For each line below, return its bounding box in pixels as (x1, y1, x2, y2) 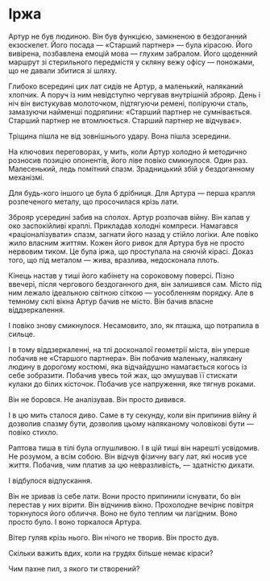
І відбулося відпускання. (8, 475, 93, 485)
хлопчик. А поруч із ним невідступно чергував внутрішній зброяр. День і (8, 89, 260, 99)
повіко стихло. (8, 427, 59, 437)
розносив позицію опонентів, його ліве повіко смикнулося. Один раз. (8, 155, 248, 165)
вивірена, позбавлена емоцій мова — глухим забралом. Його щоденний (8, 48, 258, 58)
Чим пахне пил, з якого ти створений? (8, 563, 140, 573)
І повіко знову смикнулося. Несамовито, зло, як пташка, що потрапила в (8, 320, 260, 330)
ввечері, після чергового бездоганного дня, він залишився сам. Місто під (8, 279, 262, 288)
